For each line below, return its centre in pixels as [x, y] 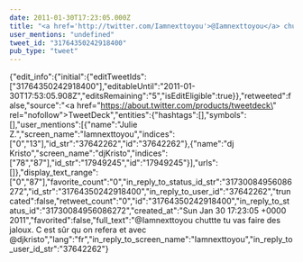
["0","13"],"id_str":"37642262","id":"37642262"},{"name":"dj [122, 144]
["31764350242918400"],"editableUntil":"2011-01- [102, 86]
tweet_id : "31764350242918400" [68, 43]
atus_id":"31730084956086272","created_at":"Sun [104, 211]
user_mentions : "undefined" [62, 34]
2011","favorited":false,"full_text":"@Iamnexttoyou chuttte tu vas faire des [145, 221]
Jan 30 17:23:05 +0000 [243, 211]
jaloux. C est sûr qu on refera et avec [78, 230]
